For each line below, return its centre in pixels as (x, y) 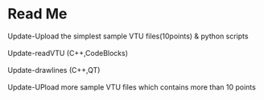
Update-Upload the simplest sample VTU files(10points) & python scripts (128, 36)
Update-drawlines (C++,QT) (54, 70)
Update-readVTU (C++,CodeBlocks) (68, 53)
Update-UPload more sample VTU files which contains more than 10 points (132, 87)
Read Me (37, 14)
